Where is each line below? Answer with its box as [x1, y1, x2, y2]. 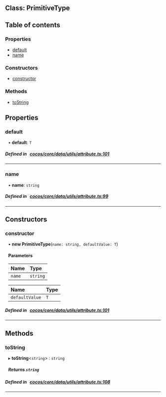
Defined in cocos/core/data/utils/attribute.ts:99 [5, 193, 109, 199]
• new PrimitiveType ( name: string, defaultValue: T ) [8, 241, 119, 247]
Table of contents [5, 21, 60, 29]
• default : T [8, 139, 32, 145]
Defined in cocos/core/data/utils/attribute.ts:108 [5, 379, 111, 385]
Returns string [8, 366, 40, 372]
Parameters [8, 252, 33, 259]
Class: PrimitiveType [5, 4, 70, 12]
